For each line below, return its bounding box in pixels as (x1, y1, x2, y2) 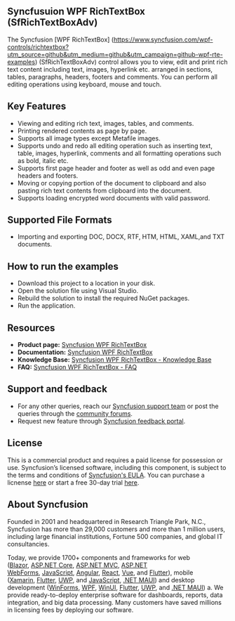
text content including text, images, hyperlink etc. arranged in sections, (7, 65, 213, 73)
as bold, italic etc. (17, 156, 69, 164)
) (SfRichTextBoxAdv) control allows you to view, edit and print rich (34, 58, 228, 66)
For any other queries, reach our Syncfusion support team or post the (17, 402, 219, 410)
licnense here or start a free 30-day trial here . (7, 478, 140, 487)
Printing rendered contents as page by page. (17, 126, 147, 135)
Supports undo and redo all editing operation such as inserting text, (17, 141, 213, 150)
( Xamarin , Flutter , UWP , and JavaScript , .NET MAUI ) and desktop (7, 575, 195, 584)
